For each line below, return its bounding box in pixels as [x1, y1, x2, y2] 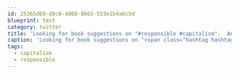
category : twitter [7, 23, 62, 30]
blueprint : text [7, 17, 55, 24]
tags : [7, 43, 23, 50]
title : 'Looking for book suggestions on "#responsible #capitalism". [7, 30, 221, 37]
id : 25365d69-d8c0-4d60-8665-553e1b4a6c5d [7, 10, 135, 18]
